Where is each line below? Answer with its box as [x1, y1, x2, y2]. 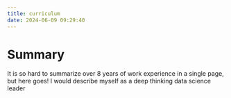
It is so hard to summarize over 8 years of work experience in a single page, [7, 70, 224, 78]
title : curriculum [7, 10, 60, 17]
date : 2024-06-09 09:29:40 [7, 17, 85, 24]
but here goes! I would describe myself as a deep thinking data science [7, 77, 212, 85]
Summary [7, 47, 65, 63]
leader [7, 84, 26, 92]
